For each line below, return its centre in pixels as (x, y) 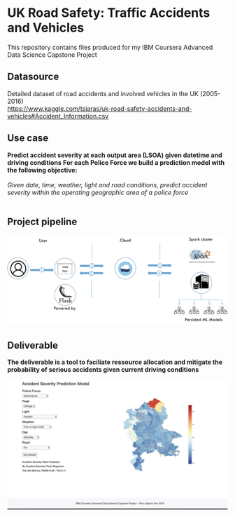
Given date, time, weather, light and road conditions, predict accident (107, 184)
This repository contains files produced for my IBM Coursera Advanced (110, 47)
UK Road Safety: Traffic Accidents (109, 13)
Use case (28, 138)
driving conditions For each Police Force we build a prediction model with (116, 162)
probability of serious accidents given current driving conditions (103, 370)
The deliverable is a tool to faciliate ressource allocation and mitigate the (115, 362)
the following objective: (42, 170)
